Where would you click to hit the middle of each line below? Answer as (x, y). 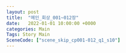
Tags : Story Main (28, 35)
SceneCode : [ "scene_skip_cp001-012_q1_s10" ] (63, 40)
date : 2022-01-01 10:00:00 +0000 (51, 23)
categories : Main (28, 29)
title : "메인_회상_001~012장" (42, 18)
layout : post (23, 12)
